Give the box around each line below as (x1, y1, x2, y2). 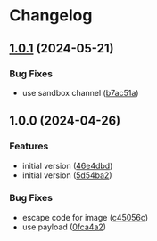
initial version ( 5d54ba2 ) (21, 170, 112, 181)
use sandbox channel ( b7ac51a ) (21, 87, 139, 98)
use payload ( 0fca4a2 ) (21, 221, 107, 232)
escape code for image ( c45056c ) (21, 212, 149, 222)
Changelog (9, 5, 93, 26)
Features (9, 140, 49, 152)
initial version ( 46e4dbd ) (21, 160, 113, 171)
